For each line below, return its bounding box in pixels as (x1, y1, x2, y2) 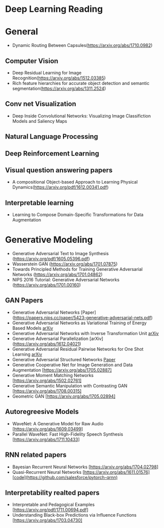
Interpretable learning (5, 198, 74, 207)
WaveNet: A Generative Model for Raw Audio (12, 420, 103, 426)
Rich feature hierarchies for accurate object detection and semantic (12, 80, 150, 86)
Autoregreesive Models (5, 408, 79, 416)
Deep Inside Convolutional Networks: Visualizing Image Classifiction (12, 113, 151, 119)
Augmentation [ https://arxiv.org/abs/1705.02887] (12, 367, 112, 373)
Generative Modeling (5, 234, 93, 245)
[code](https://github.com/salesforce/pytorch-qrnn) (12, 474, 118, 480)
